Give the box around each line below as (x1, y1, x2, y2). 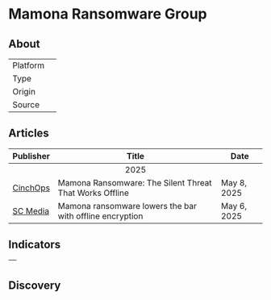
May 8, (220, 177, 248, 188)
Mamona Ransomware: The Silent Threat (57, 177, 212, 188)
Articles (8, 127, 50, 140)
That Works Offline (57, 187, 129, 198)
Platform (12, 60, 45, 71)
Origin (12, 86, 36, 97)
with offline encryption (57, 210, 144, 222)
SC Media (12, 205, 50, 216)
